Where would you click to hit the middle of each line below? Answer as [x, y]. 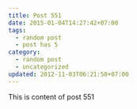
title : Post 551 [35, 15]
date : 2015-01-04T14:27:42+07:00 [63, 23]
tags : [17, 30]
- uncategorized [42, 67]
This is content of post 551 [51, 96]
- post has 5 [37, 45]
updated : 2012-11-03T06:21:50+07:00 [68, 74]
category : [25, 52]
